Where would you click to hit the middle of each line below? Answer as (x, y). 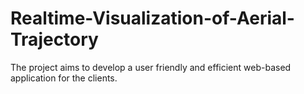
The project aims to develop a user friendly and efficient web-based (151, 67)
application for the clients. (64, 78)
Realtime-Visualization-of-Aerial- (152, 18)
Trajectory (54, 39)
